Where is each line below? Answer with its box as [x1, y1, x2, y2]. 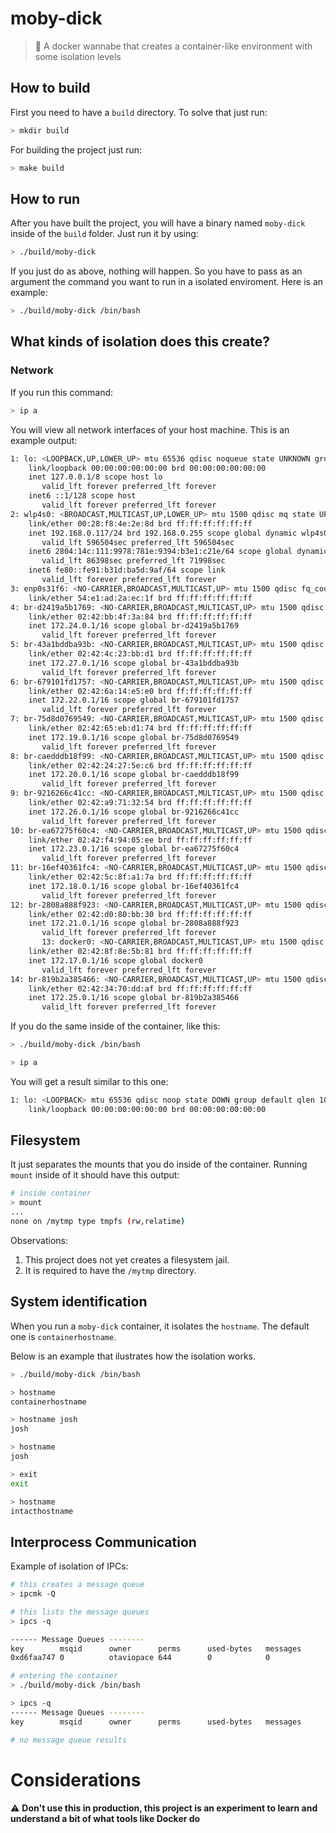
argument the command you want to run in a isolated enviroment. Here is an [10, 276, 324, 288]
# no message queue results [10, 1735, 128, 1745]
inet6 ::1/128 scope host [28, 491, 137, 501]
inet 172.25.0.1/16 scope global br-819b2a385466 [28, 993, 240, 1003]
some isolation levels [34, 50, 122, 62]
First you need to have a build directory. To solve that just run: [10, 106, 268, 118]
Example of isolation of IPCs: [10, 1560, 129, 1572]
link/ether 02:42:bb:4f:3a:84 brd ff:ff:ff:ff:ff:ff [28, 612, 253, 622]
